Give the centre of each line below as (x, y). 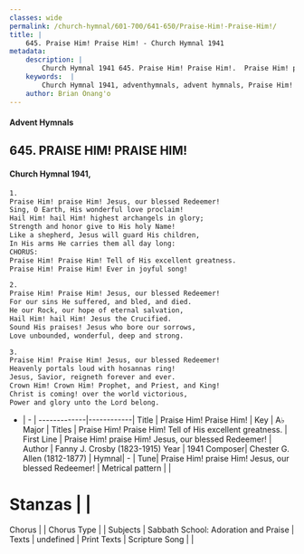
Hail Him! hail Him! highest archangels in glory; (107, 218)
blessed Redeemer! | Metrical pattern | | (97, 468)
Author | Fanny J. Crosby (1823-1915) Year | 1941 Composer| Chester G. (156, 448)
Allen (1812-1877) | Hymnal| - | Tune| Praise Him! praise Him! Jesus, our (156, 458)
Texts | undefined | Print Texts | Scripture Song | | (102, 539)
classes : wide (36, 18)
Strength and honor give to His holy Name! (93, 227)
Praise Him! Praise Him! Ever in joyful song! (99, 269)
